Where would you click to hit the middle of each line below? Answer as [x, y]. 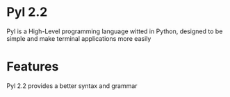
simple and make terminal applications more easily [79, 38]
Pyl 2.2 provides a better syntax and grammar [72, 86]
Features [33, 67]
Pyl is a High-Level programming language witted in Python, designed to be [115, 31]
